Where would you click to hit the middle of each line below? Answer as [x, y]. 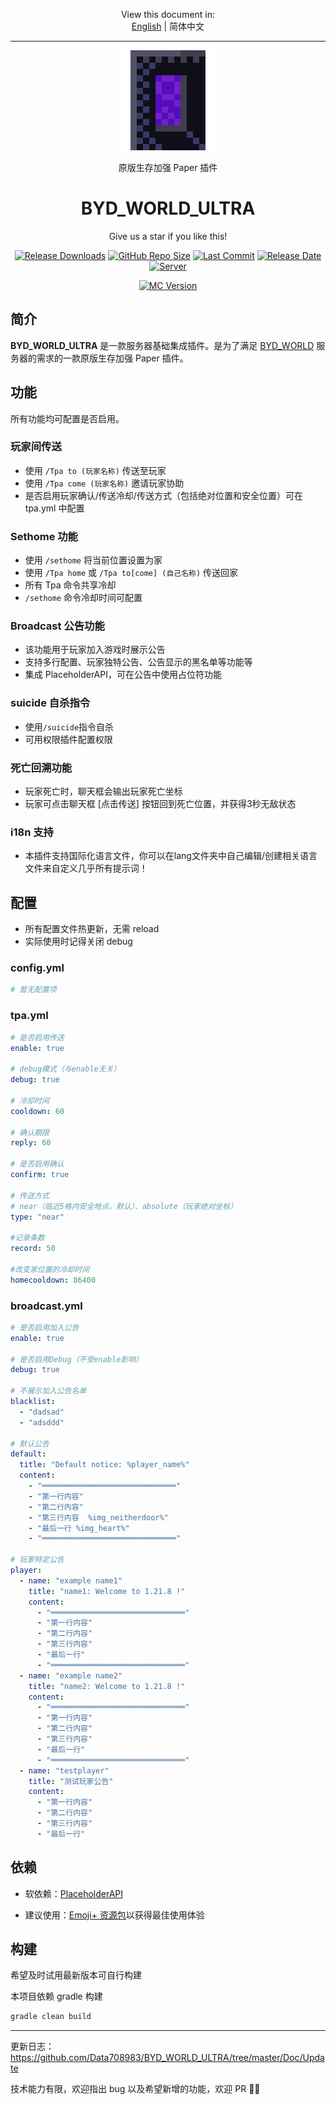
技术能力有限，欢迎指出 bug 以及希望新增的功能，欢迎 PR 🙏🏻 [135, 2089]
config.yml [37, 968]
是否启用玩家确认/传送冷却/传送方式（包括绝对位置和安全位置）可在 [163, 495]
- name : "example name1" [71, 1580]
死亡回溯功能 [41, 767]
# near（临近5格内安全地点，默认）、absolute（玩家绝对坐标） [124, 1206]
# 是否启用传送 [37, 1037]
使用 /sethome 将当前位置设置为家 [93, 560]
